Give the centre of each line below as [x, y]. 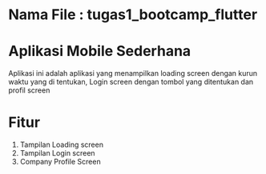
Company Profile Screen [60, 162]
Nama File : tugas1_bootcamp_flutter [133, 15]
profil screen [29, 90]
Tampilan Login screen [57, 153]
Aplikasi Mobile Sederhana [100, 51]
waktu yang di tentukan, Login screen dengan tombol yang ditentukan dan [131, 82]
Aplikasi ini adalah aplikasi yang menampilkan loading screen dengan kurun [133, 73]
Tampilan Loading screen [62, 144]
